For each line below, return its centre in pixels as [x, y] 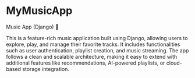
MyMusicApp [39, 11]
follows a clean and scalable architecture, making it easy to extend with [92, 56]
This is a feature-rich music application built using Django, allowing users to [97, 38]
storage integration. [46, 69]
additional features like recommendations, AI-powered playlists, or [86, 63]
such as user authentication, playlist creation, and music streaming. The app [97, 50]
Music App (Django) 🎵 [33, 27]
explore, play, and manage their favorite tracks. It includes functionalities [93, 44]
